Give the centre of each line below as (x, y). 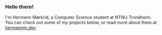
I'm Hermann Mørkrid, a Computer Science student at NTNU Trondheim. (78, 17)
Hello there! (19, 7)
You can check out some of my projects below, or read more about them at (81, 22)
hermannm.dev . (21, 28)
